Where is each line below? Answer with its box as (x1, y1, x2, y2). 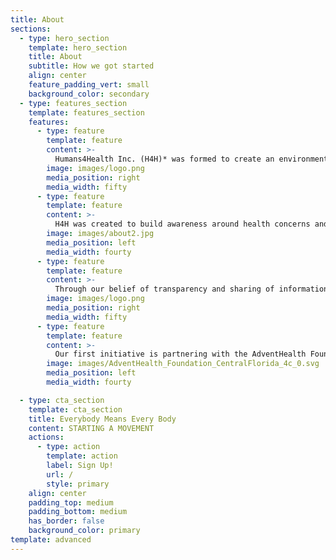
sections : (10, 24, 52, 34)
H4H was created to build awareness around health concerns (54, 219, 311, 230)
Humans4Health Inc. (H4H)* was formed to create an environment (54, 154, 329, 164)
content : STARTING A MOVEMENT (28, 423, 155, 433)
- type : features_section (19, 98, 128, 108)
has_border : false (28, 516, 105, 526)
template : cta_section (28, 404, 123, 415)
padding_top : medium (28, 497, 114, 508)
